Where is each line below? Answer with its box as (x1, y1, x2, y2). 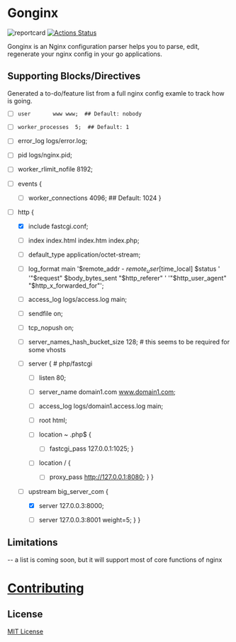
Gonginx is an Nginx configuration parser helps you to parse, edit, (7, 42, 200, 50)
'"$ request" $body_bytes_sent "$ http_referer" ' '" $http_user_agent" (28, 274, 227, 282)
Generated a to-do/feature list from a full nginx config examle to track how (7, 89, 225, 97)
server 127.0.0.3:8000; (38, 501, 104, 509)
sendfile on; (28, 309, 63, 317)
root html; (38, 416, 67, 424)
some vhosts (28, 345, 66, 354)
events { (17, 179, 43, 188)
